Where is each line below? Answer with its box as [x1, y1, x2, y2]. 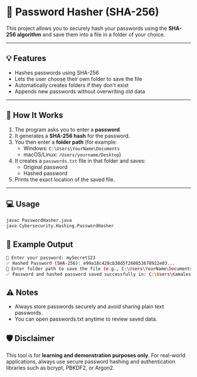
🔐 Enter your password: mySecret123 [6, 255, 96, 261]
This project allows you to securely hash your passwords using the [6, 25, 167, 32]
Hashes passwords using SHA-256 [14, 69, 100, 76]
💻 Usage [6, 199, 40, 209]
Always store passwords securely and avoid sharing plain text [14, 303, 164, 310]
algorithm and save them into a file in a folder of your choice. [16, 31, 165, 38]
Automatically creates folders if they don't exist [14, 82, 129, 89]
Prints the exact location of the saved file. [14, 176, 116, 183]
